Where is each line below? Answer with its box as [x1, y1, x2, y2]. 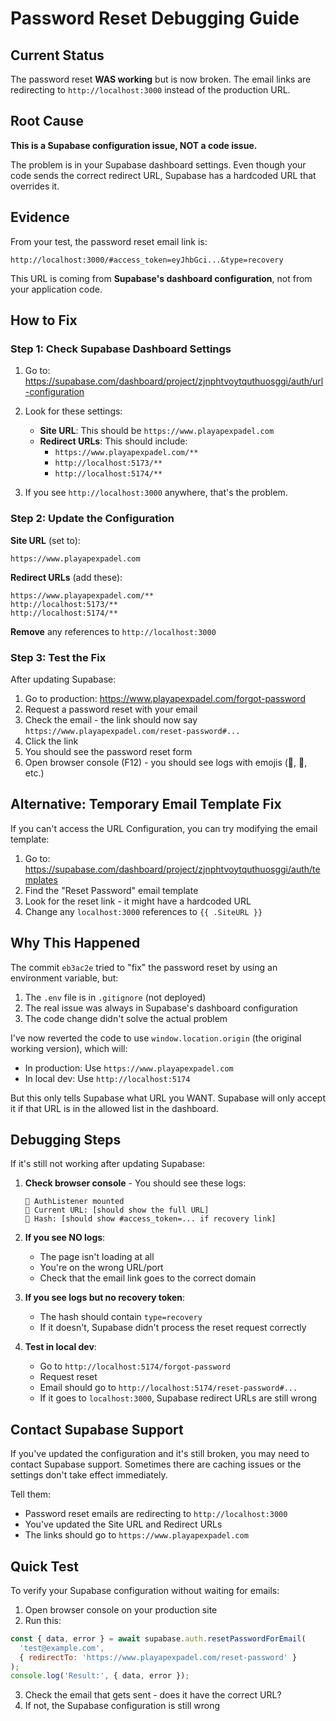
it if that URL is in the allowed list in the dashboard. [10, 1102, 219, 1114]
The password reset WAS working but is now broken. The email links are [10, 73, 312, 85]
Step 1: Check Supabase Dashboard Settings [10, 342, 232, 356]
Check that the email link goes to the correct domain [39, 1272, 257, 1284]
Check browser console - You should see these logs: [24, 1177, 247, 1189]
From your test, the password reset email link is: [10, 235, 208, 247]
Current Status [10, 47, 105, 64]
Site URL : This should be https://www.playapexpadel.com [39, 425, 275, 437]
